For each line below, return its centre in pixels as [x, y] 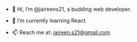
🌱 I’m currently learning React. [49, 20]
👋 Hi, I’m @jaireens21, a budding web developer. [72, 9]
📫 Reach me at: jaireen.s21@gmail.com [61, 32]
